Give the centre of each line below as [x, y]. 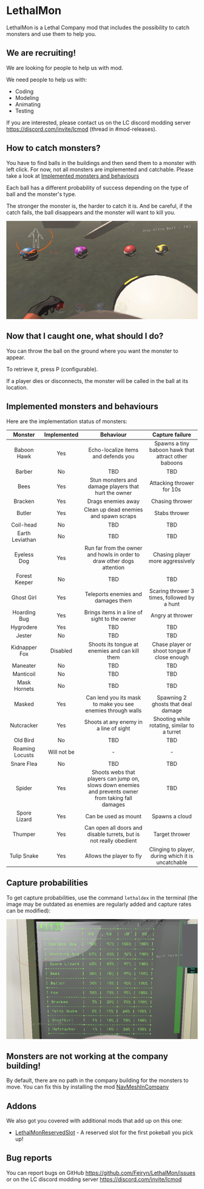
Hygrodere [24, 627]
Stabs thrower [172, 513]
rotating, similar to [172, 725]
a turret [172, 732]
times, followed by [172, 597]
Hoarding [24, 612]
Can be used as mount [113, 816]
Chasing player [172, 555]
